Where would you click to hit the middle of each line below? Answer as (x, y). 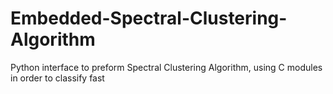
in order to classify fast (57, 78)
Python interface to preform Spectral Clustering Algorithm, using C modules (166, 67)
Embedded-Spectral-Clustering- (149, 18)
